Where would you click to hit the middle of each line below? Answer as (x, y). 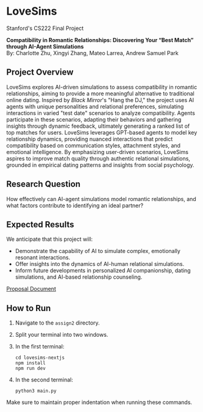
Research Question (44, 184)
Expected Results (40, 224)
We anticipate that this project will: (50, 239)
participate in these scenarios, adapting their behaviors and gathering (94, 119)
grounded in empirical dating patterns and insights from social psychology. (100, 165)
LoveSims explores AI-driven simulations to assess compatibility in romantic (102, 87)
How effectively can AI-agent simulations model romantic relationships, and (101, 199)
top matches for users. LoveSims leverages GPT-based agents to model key (102, 132)
